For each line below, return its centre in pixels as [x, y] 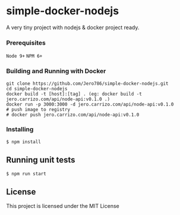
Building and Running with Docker [56, 71]
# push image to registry [38, 109]
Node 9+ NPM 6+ [24, 56]
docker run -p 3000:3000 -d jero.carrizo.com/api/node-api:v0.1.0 [90, 104]
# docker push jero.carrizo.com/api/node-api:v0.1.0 [73, 115]
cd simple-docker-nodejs [37, 88]
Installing [20, 129]
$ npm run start [26, 173]
